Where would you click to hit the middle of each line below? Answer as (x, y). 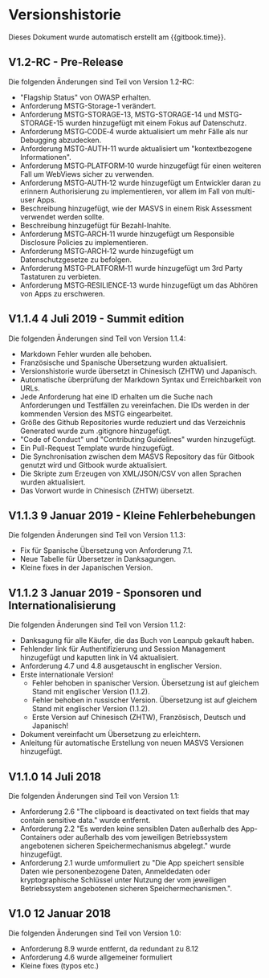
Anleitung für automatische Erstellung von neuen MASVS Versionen (132, 743)
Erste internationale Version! (67, 675)
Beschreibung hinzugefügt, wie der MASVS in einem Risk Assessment (136, 208)
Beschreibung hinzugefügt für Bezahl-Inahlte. (96, 225)
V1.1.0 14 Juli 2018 (55, 777)
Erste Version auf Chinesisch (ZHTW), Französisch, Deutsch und (139, 718)
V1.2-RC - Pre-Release (66, 62)
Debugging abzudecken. (61, 140)
